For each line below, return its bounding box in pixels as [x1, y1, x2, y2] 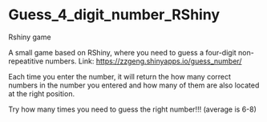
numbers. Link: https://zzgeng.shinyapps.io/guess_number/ [45, 56, 242, 66]
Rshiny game [8, 32, 51, 42]
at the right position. [8, 88, 75, 98]
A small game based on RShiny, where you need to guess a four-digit [8, 47, 237, 57]
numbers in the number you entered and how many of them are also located [8, 80, 260, 90]
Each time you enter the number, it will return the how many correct [8, 71, 231, 81]
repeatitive [8, 56, 44, 66]
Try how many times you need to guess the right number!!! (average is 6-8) [8, 104, 257, 114]
